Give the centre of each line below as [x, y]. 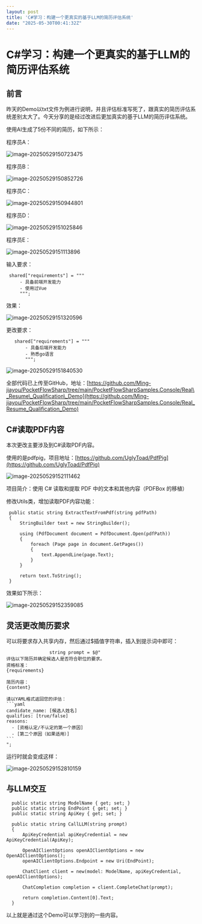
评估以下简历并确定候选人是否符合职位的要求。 [56, 659]
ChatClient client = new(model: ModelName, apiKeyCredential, [102, 871]
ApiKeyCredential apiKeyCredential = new [75, 834]
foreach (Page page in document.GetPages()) [87, 545]
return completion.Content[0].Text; [68, 898]
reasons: [17, 721]
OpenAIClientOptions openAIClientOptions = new [83, 850]
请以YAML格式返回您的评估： [36, 699]
